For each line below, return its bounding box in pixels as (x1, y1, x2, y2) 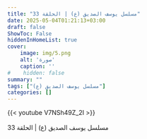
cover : (7, 43, 27, 50)
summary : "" (7, 75, 42, 83)
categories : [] (7, 89, 52, 96)
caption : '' (20, 63, 55, 70)
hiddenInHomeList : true (7, 37, 78, 44)
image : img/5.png (20, 50, 71, 57)
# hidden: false (7, 69, 65, 76)
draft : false (7, 23, 46, 30)
